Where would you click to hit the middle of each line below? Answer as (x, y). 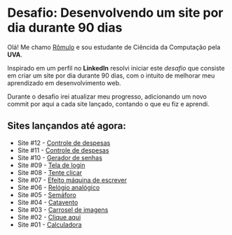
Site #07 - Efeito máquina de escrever (72, 180)
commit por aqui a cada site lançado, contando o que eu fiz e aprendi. (109, 104)
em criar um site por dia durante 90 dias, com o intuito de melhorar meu (111, 76)
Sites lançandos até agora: (67, 126)
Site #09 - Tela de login (51, 165)
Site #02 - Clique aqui (49, 217)
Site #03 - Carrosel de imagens (63, 209)
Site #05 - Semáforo (47, 194)
